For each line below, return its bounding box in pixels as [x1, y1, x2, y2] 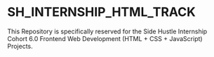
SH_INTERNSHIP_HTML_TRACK [7, 4, 196, 20]
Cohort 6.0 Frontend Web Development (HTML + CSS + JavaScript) [7, 34, 203, 42]
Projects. [7, 42, 33, 50]
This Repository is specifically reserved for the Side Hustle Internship [7, 27, 208, 35]
